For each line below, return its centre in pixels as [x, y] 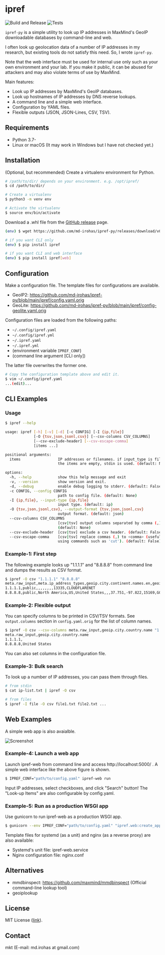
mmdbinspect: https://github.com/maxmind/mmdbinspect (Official [79, 882]
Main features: [20, 82]
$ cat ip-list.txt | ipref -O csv [41, 691]
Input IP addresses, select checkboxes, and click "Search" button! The [77, 788]
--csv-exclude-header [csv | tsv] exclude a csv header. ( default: [79, 532]
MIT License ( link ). [24, 920]
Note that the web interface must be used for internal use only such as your [82, 62]
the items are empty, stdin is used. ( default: [107, 464]
